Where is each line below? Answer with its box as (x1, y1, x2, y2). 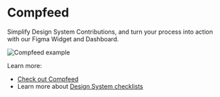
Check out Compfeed (17, 74, 79, 83)
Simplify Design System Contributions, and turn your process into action (7, 28, 213, 36)
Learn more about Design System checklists (17, 82, 144, 90)
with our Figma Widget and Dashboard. (7, 34, 119, 43)
